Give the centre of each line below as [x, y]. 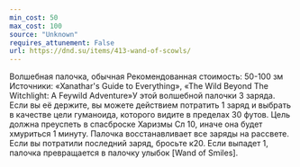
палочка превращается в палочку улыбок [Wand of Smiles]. [124, 153]
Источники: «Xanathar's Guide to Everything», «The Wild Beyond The [139, 86]
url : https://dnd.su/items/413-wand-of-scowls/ [100, 51]
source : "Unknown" [44, 34]
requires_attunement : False [62, 43]
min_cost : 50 [34, 18]
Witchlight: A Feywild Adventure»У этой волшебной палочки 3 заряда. [142, 96]
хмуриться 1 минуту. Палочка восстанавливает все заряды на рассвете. [150, 134]
